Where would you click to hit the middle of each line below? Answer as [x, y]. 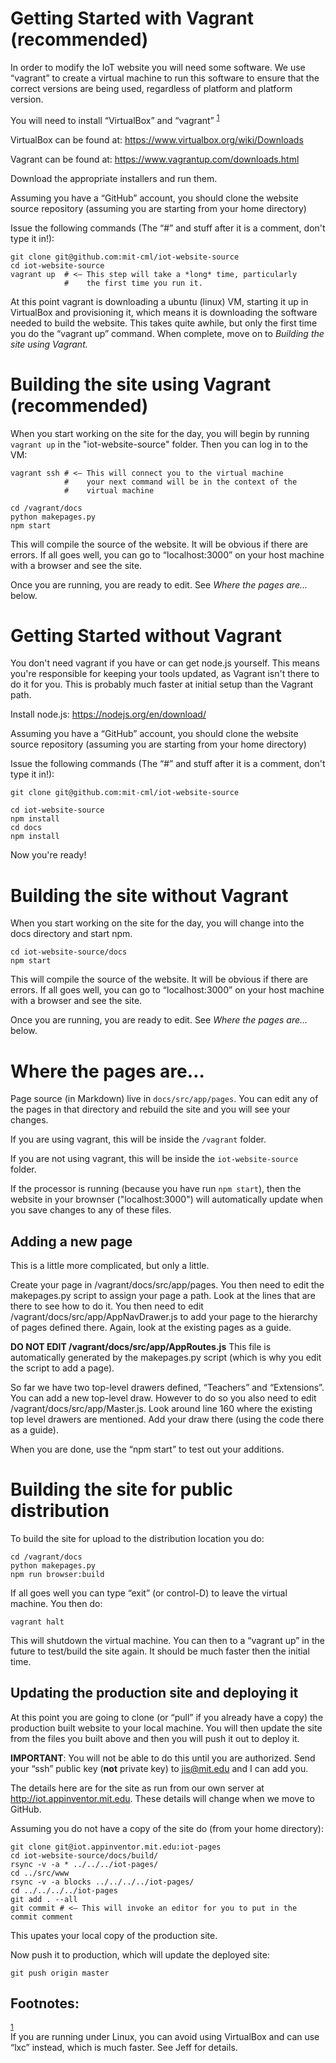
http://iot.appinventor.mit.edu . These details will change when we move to [162, 1798]
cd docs [26, 828]
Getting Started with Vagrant [132, 18]
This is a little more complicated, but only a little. [110, 1266]
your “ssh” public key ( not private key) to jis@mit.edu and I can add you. [159, 1768]
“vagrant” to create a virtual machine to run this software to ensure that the [165, 78]
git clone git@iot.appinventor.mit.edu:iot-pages [116, 1847]
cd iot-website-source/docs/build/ [84, 1855]
